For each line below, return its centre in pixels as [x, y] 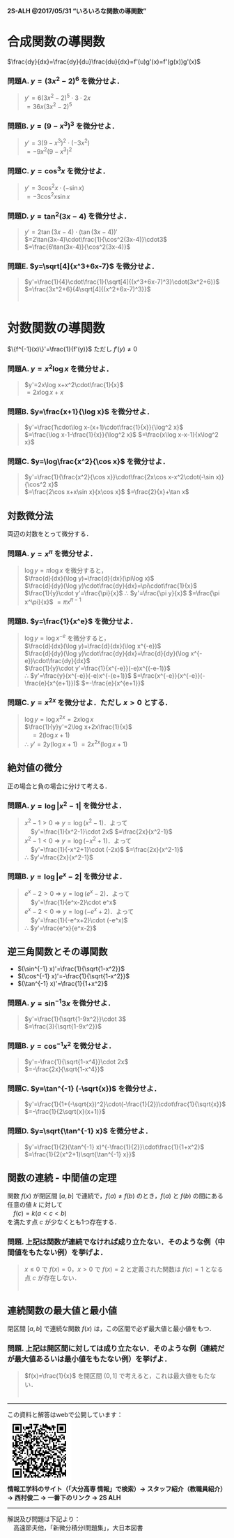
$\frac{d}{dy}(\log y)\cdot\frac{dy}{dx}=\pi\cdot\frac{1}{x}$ [110, 586]
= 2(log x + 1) [51, 735]
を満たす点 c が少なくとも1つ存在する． [64, 1222]
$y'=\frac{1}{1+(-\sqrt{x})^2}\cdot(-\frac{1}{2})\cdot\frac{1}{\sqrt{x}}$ [125, 1104]
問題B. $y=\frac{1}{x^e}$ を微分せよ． [72, 621]
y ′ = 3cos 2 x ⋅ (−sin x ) [54, 187]
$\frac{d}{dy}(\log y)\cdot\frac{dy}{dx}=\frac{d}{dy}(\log [107, 653]
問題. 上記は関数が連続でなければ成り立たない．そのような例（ [112, 1242]
